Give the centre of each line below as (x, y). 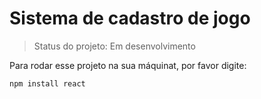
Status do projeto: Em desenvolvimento (114, 46)
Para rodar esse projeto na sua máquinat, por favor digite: (128, 65)
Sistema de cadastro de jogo (130, 18)
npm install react (47, 83)
